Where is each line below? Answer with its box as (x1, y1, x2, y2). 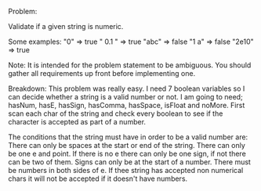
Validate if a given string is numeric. (8, 22, 124, 31)
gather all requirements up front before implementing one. (8, 69, 196, 77)
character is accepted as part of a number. (8, 117, 147, 126)
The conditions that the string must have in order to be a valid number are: (8, 132, 248, 142)
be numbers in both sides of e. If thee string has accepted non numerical (8, 166, 244, 175)
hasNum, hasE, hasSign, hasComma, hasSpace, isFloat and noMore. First (8, 101, 245, 110)
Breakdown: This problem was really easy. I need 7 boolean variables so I (8, 84, 245, 93)
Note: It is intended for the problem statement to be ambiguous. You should (8, 60, 252, 70)
